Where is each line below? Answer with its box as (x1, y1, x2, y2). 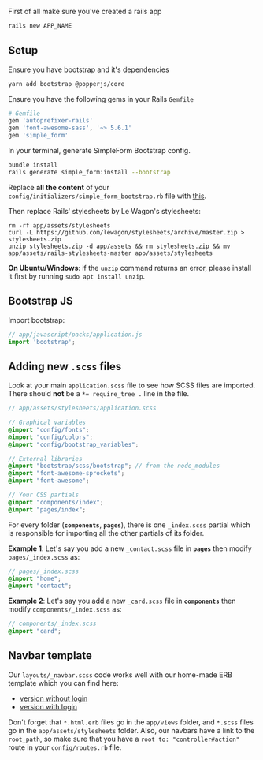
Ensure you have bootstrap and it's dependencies (8, 65, 169, 74)
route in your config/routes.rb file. (8, 742, 122, 752)
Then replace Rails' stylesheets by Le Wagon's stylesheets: (8, 206, 201, 215)
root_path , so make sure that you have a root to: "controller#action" (8, 734, 240, 743)
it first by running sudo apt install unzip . (8, 271, 146, 281)
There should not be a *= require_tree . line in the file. (8, 389, 190, 399)
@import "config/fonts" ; (8, 425, 90, 433)
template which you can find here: (8, 678, 120, 687)
